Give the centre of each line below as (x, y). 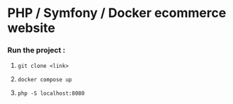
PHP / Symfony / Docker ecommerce (117, 13)
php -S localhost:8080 (51, 93)
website (31, 28)
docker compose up (45, 80)
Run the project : (36, 50)
